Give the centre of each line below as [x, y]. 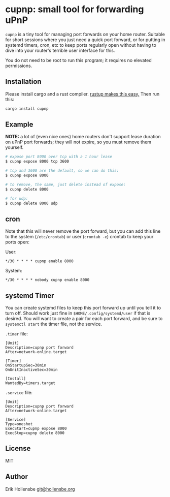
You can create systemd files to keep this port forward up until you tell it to [83, 308]
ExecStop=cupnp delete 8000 [35, 433]
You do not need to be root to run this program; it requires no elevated [79, 60]
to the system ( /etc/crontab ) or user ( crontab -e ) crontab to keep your [79, 237]
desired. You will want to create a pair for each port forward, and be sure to [84, 319]
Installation [23, 82]
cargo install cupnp [27, 108]
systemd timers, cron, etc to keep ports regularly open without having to [81, 45]
